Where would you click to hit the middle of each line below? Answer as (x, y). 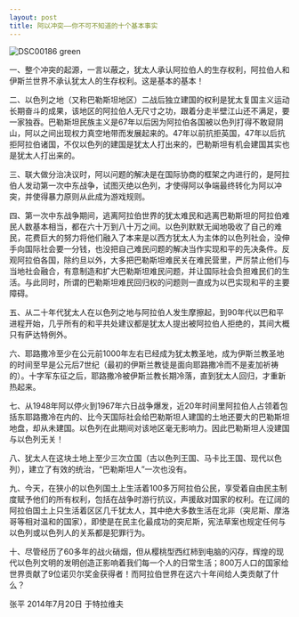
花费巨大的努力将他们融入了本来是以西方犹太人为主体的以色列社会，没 (153, 238)
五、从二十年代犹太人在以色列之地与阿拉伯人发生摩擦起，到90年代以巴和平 (147, 312)
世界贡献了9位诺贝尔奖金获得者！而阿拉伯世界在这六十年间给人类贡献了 (140, 573)
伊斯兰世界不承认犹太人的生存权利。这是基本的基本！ (107, 80)
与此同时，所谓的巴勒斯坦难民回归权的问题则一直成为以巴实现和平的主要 (157, 282)
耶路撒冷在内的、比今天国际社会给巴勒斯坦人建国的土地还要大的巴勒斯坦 (157, 417)
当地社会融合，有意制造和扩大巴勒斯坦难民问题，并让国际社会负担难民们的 (145, 271)
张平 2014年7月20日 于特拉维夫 (67, 604)
